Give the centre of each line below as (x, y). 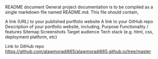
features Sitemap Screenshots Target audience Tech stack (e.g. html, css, (79, 32)
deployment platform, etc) (31, 37)
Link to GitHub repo (25, 46)
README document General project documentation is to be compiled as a (79, 7)
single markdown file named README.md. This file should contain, (72, 12)
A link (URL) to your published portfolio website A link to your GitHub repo (79, 22)
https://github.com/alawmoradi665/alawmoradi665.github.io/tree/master (78, 51)
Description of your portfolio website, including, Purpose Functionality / (77, 27)
